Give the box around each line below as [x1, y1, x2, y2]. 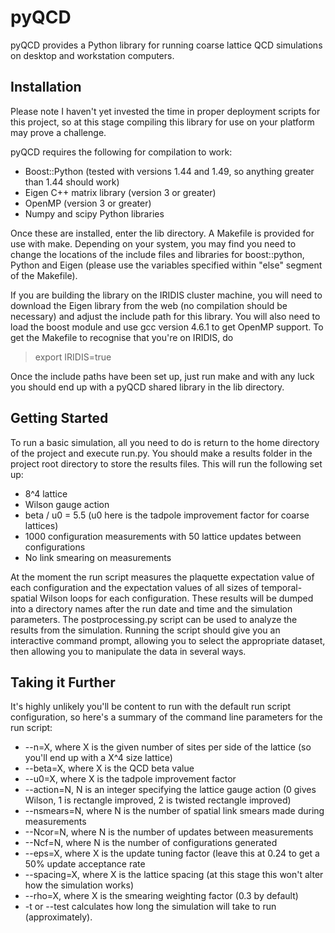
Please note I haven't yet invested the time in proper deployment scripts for [10, 105, 321, 117]
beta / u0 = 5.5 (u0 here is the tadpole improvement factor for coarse [24, 509, 310, 521]
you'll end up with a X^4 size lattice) [24, 752, 173, 764]
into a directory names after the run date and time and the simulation [10, 602, 293, 615]
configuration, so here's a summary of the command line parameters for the [10, 711, 323, 723]
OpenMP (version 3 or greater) [24, 197, 152, 209]
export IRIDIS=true [34, 351, 112, 363]
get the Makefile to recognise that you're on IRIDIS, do [10, 331, 234, 343]
